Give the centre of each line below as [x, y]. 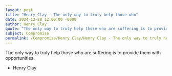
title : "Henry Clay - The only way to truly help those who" [72, 15]
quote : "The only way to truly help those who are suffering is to [79, 29]
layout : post [19, 10]
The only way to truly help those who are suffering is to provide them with [83, 52]
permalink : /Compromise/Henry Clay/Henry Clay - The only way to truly [83, 39]
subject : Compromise [27, 33]
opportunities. [20, 58]
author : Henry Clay [26, 24]
